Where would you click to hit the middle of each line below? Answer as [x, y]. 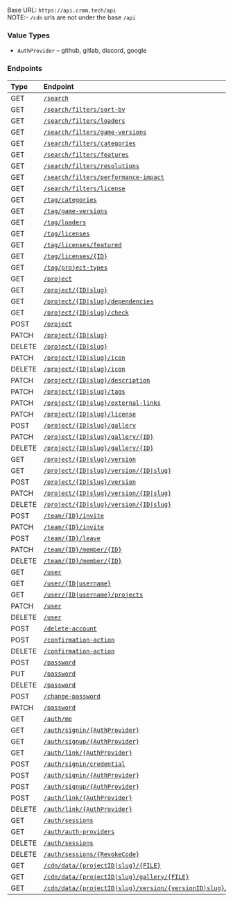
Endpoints [25, 69]
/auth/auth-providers [79, 832]
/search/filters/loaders [85, 120]
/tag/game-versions [76, 211]
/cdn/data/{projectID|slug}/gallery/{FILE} [116, 877]
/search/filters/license [85, 188]
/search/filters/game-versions [95, 132]
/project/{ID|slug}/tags [85, 391]
